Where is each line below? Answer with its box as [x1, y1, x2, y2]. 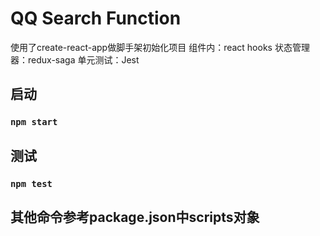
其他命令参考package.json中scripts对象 [10, 208, 260, 226]
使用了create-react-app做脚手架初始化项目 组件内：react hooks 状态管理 [10, 41, 310, 53]
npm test [10, 178, 53, 189]
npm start [10, 117, 58, 128]
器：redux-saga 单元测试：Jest [10, 53, 140, 66]
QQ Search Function [10, 7, 182, 30]
